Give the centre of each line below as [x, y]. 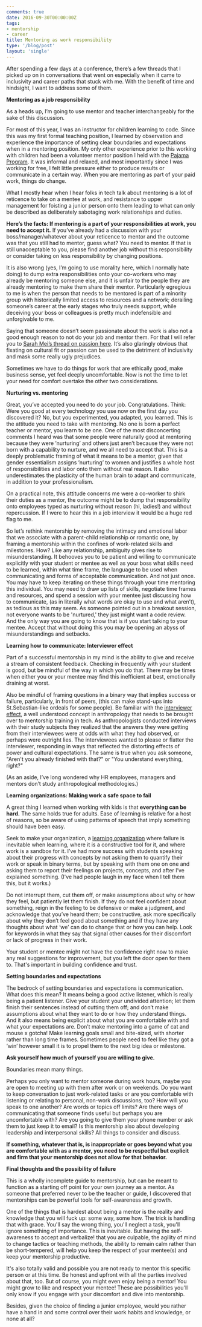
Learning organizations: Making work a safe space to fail [79, 795]
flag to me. [20, 519]
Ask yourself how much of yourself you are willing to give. [80, 1058]
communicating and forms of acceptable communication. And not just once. [101, 576]
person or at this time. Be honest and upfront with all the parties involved [97, 1274]
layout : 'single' [28, 51]
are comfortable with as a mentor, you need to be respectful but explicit [98, 1150]
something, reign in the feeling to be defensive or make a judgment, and [96, 907]
